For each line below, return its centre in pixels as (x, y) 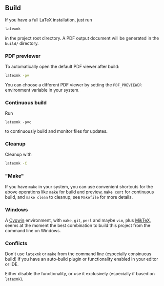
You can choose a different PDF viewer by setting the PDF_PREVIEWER (73, 84)
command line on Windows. (33, 230)
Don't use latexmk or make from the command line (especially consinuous (78, 254)
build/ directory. (22, 43)
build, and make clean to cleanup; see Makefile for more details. (69, 197)
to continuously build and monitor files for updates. (56, 131)
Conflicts (16, 243)
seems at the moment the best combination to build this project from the (78, 225)
